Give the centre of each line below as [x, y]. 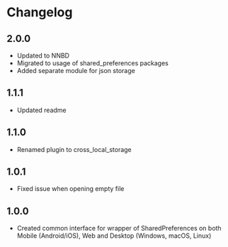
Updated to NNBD [43, 55]
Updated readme [41, 110]
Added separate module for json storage [76, 71]
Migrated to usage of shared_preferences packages [93, 63]
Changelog [40, 12]
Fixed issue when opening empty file [70, 189]
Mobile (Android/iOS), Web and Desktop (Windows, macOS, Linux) [114, 236]
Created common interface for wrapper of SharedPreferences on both [119, 229]
